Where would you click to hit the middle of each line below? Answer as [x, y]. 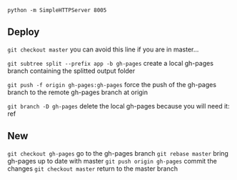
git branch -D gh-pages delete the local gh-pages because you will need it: [118, 106]
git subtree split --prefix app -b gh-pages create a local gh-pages [111, 63]
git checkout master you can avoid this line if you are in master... [103, 49]
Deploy [24, 32]
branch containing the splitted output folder [71, 71]
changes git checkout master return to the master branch [93, 169]
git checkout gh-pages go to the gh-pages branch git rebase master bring [118, 153]
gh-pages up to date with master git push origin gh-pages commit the [112, 161]
